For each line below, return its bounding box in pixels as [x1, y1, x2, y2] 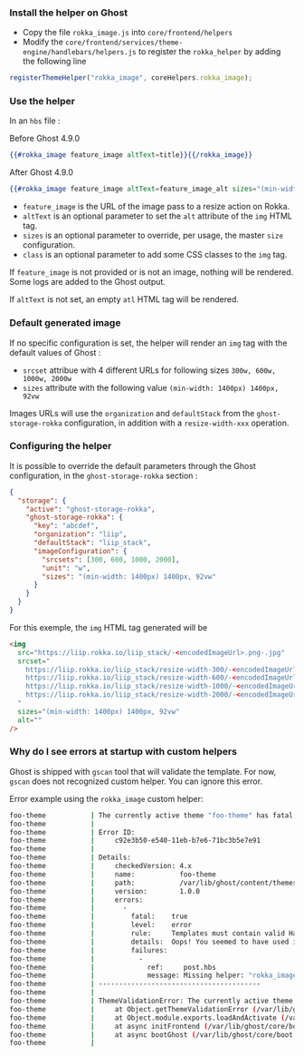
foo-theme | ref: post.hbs [9, 963, 217, 972]
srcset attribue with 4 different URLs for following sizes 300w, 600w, [22, 365, 276, 376]
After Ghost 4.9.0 [9, 167, 74, 178]
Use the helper [9, 95, 75, 108]
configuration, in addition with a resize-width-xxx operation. [64, 417, 290, 428]
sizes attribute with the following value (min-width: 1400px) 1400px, [22, 382, 279, 393]
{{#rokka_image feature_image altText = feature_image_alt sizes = [9, 184, 257, 194]
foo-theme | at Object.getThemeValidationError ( [9, 1004, 257, 1013]
